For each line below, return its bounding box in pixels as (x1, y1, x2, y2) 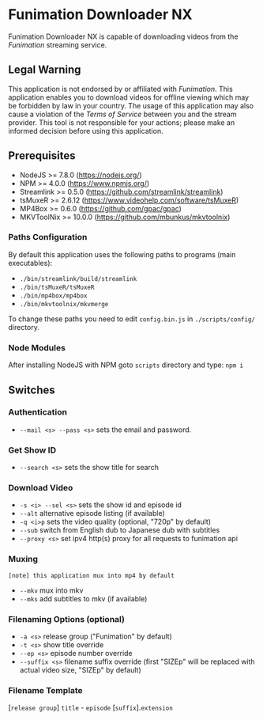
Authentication (8, 407, 67, 418)
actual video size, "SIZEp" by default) (19, 665, 142, 675)
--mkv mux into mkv (19, 585, 84, 595)
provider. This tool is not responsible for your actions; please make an (8, 117, 235, 127)
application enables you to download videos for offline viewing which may (8, 93, 250, 102)
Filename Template (8, 684, 83, 695)
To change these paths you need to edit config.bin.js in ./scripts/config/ (8, 314, 255, 324)
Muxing (8, 554, 38, 565)
